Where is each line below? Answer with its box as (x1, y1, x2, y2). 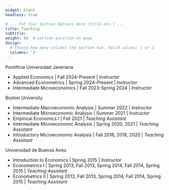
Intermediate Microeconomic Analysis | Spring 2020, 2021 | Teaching (12, 121, 159, 127)
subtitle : (5, 31, 27, 36)
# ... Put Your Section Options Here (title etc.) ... (5, 21, 125, 27)
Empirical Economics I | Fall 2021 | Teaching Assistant (12, 115, 127, 122)
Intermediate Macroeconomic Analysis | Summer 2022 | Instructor (12, 104, 152, 110)
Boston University (5, 94, 43, 101)
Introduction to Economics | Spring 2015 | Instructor (12, 157, 122, 163)
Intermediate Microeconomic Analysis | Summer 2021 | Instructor (12, 110, 150, 116)
